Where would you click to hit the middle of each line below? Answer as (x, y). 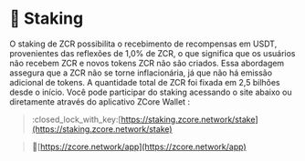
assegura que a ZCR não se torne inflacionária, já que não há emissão (141, 73)
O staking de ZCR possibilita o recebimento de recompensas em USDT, (143, 44)
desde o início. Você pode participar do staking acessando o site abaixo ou (151, 92)
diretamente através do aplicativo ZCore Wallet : (100, 101)
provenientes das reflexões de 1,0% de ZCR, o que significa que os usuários (152, 53)
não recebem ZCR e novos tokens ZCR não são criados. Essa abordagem (147, 63)
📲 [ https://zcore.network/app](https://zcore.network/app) (139, 146)
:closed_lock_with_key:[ (76, 119)
